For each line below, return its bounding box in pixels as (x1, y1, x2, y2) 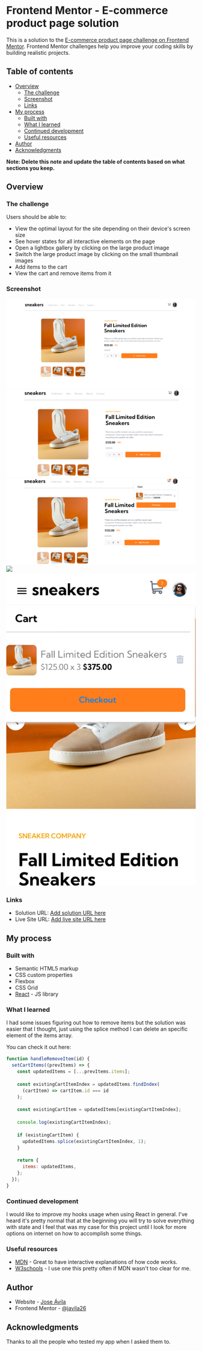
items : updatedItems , (22, 1164, 77, 1170)
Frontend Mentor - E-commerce (6, 4, 168, 17)
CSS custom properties (14, 972, 73, 979)
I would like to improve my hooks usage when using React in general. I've (6, 1211, 188, 1218)
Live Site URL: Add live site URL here (14, 916, 106, 923)
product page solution (6, 16, 119, 30)
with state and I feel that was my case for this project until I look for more (6, 1224, 187, 1231)
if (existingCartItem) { (17, 1132, 79, 1138)
